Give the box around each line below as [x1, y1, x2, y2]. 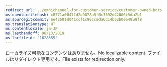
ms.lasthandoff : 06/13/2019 [5, 31, 65, 36]
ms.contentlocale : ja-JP [5, 26, 58, 31]
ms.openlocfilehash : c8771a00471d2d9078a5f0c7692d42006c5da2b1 [5, 12, 142, 17]
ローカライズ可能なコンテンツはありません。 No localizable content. [5, 50, 147, 56]
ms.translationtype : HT [5, 21, 56, 27]
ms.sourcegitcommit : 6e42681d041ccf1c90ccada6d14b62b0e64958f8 [5, 17, 142, 22]
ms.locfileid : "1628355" [5, 36, 58, 41]
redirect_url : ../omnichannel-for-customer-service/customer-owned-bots [5, 7, 162, 13]
